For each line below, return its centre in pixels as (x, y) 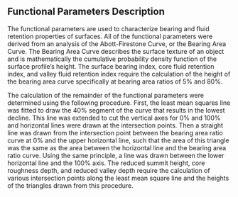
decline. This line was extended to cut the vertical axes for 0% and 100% (114, 118)
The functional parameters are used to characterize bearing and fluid (108, 28)
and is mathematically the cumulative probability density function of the (112, 59)
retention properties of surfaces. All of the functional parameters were (110, 36)
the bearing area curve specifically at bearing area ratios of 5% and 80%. (115, 81)
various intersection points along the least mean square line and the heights (118, 178)
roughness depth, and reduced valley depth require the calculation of (109, 170)
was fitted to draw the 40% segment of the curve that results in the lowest (116, 110)
